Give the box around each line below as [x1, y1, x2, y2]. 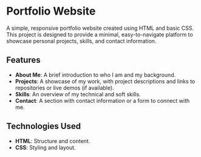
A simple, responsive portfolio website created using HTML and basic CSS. [6, 24, 194, 32]
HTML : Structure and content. [15, 137, 90, 144]
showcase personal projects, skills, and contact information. [6, 37, 157, 44]
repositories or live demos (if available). [15, 84, 114, 91]
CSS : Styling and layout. [15, 144, 76, 151]
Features [6, 55, 41, 65]
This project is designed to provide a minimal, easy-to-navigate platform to [6, 30, 193, 38]
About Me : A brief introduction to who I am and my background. [15, 71, 176, 78]
